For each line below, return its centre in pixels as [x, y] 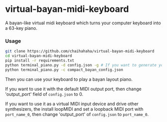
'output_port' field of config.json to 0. [44, 94]
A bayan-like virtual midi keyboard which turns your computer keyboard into [83, 23]
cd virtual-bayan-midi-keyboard [39, 56]
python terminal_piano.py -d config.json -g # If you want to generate [81, 65]
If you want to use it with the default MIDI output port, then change [73, 89]
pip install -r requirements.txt [40, 61]
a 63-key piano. [21, 28]
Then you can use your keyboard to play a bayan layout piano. [69, 79]
